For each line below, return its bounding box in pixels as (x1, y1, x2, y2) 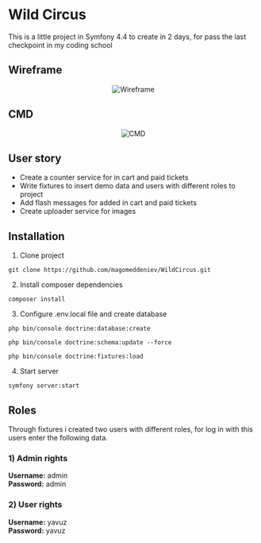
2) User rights (8, 499, 63, 510)
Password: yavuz (8, 526, 66, 535)
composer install (8, 296, 66, 304)
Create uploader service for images (19, 207, 136, 216)
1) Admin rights (8, 452, 68, 463)
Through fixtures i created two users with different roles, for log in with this (8, 425, 254, 434)
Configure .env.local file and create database (19, 309, 167, 319)
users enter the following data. (8, 433, 109, 442)
